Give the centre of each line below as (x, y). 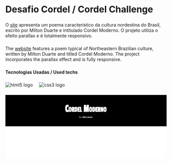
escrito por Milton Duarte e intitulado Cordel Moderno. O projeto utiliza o (82, 30)
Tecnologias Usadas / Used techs (42, 72)
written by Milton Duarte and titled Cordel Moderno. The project (72, 54)
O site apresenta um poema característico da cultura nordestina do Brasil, (83, 25)
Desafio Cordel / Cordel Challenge (79, 9)
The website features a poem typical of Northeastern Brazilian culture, (80, 49)
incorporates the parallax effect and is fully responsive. (63, 59)
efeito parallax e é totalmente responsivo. (49, 36)
